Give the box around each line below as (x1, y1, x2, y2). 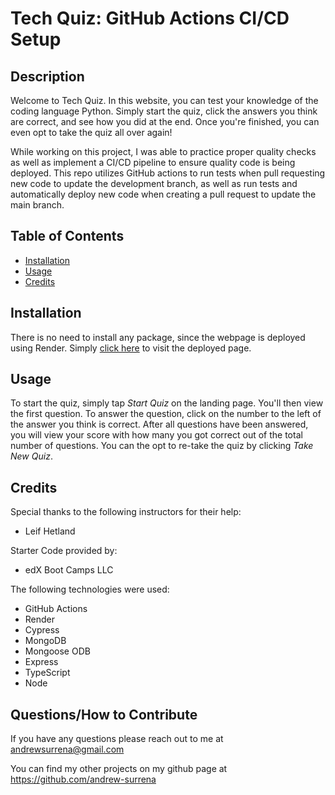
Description (10, 68, 85, 85)
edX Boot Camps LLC (24, 564, 114, 576)
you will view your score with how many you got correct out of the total (10, 429, 303, 441)
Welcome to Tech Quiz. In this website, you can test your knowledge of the (10, 95, 319, 106)
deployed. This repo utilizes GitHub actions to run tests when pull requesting (10, 167, 326, 179)
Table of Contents (10, 228, 125, 245)
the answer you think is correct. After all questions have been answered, (10, 418, 309, 431)
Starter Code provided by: (10, 545, 118, 557)
